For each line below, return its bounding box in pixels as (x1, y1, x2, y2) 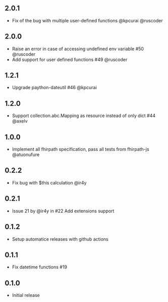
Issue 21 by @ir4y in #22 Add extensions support (12, 208, 115, 214)
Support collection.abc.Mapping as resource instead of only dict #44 (12, 112, 156, 119)
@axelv (12, 118, 28, 124)
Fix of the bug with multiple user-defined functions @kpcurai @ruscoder (12, 17, 163, 23)
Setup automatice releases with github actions (12, 236, 109, 242)
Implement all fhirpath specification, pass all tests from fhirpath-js (12, 146, 149, 153)
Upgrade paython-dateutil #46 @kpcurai (12, 85, 97, 91)
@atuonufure (12, 152, 40, 158)
